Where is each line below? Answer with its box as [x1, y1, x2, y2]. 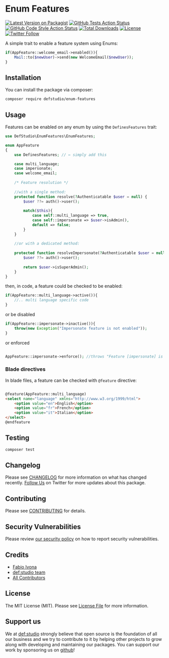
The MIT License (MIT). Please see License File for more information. [5, 602, 148, 609]
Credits [5, 550, 29, 559]
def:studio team [12, 569, 46, 575]
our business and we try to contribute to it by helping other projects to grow [5, 636, 162, 642]
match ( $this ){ [23, 208, 53, 214]
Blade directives [5, 366, 46, 373]
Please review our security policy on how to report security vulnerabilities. [5, 536, 159, 542]
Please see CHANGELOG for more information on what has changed [5, 474, 147, 480]
